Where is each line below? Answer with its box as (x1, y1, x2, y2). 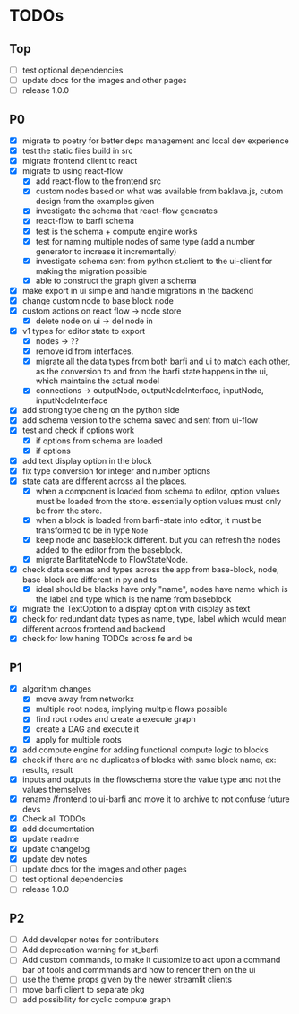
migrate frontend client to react (21, 156, 138, 167)
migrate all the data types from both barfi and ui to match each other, (35, 356, 291, 367)
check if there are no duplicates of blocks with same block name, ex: (21, 754, 277, 765)
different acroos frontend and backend (21, 623, 166, 634)
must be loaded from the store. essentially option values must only (35, 495, 282, 506)
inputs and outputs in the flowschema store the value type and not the (21, 774, 282, 785)
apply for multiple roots (35, 734, 123, 744)
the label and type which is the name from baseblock (35, 594, 232, 605)
